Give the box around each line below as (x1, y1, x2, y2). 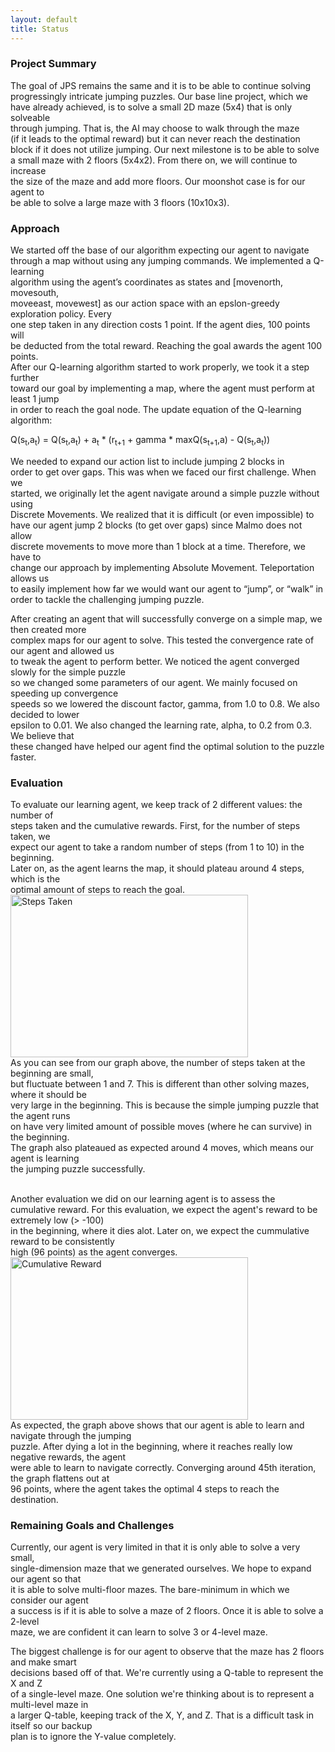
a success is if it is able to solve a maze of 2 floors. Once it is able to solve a (10, 1605, 324, 1617)
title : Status (10, 24, 70, 34)
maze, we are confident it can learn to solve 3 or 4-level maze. (10, 1626, 268, 1638)
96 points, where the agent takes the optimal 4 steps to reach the (10, 1483, 280, 1495)
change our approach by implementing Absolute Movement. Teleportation (10, 561, 315, 573)
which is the (10, 873, 61, 885)
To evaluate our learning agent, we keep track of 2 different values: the (10, 799, 303, 811)
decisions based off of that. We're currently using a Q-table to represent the (10, 1667, 324, 1679)
